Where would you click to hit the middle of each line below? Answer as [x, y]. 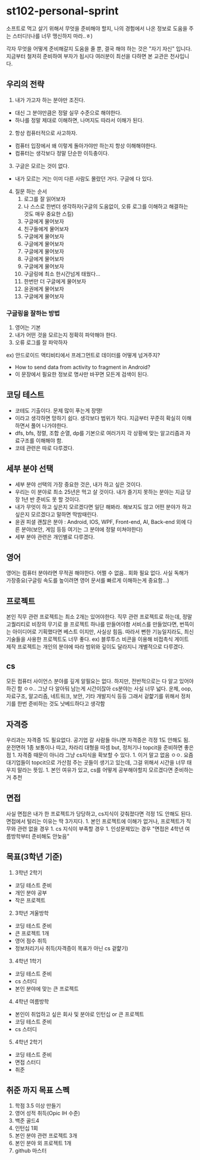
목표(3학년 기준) [34, 857]
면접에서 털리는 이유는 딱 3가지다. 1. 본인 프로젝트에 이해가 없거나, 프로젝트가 [96, 821]
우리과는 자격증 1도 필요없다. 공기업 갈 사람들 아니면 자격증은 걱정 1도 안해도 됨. [98, 740]
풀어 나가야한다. [49, 425]
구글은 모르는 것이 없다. [42, 165]
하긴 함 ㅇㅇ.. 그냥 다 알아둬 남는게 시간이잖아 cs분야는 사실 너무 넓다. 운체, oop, [99, 689]
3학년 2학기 [29, 872]
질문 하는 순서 [31, 191]
